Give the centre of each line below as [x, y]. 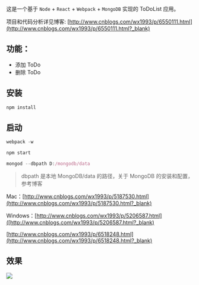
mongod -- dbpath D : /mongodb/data [48, 164]
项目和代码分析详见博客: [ [38, 22]
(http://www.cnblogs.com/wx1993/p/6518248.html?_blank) [79, 240]
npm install [21, 107]
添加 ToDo [28, 65]
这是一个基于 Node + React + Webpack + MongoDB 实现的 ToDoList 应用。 [93, 9]
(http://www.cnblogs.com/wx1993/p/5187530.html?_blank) [79, 203]
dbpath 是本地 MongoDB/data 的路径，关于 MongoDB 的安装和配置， [107, 176]
